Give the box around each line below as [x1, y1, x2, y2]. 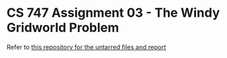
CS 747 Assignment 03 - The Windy [6, 5, 221, 21]
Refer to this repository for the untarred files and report [6, 43, 167, 51]
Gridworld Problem [6, 20, 119, 36]
